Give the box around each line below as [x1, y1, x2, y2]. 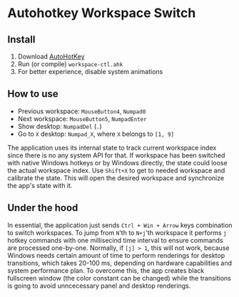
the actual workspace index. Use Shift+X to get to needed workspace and [7, 166, 225, 174]
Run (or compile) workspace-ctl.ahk [17, 60, 123, 68]
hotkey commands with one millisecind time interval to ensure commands [7, 236, 223, 244]
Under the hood [7, 202, 78, 214]
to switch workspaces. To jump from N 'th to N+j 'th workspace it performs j [7, 228, 227, 236]
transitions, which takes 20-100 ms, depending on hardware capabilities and [7, 259, 232, 267]
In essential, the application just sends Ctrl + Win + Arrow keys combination [7, 221, 233, 229]
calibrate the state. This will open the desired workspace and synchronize [7, 173, 225, 182]
